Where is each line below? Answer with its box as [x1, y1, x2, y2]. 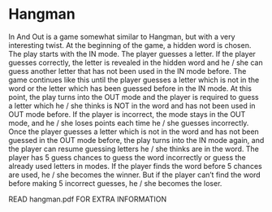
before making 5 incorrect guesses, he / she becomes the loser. [8, 178, 222, 188]
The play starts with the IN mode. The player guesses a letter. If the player [8, 49, 256, 58]
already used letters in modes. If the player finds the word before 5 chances [8, 161, 262, 171]
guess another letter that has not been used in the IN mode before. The [8, 66, 247, 76]
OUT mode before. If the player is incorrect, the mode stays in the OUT [8, 109, 246, 119]
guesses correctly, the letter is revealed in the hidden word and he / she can [8, 58, 263, 67]
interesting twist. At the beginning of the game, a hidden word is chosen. [8, 40, 252, 50]
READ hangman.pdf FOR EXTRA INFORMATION [8, 194, 167, 204]
